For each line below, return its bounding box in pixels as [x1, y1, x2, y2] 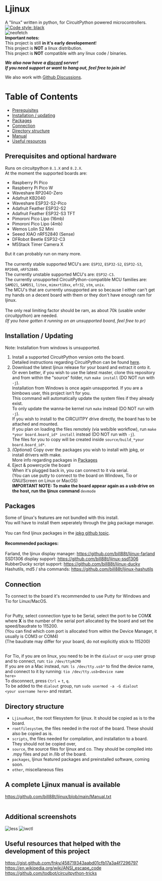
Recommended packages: [5, 540, 59, 546]
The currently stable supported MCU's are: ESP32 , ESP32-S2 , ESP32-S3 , [5, 261, 143, 267]
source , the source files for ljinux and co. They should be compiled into [12, 746, 153, 752]
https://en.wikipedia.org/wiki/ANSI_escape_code [5, 865, 102, 871]
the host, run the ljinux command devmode [12, 488, 96, 494]
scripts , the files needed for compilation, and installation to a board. [12, 736, 148, 741]
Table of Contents [5, 91, 78, 102]
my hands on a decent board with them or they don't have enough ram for [5, 292, 152, 298]
